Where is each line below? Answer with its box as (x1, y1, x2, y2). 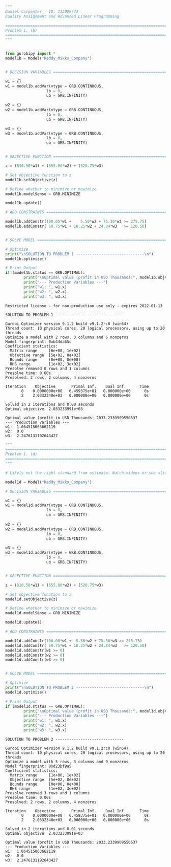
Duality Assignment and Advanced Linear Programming (5, 14, 120, 19)
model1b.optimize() (5, 256, 47, 262)
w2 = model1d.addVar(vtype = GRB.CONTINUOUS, (5, 527, 103, 532)
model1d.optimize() (5, 689, 47, 695)
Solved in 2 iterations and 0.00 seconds (5, 402, 95, 407)
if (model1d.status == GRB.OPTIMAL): (5, 704, 85, 709)
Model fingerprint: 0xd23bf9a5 (5, 764, 72, 769)
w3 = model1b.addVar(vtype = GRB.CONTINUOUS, (5, 131, 103, 136)
